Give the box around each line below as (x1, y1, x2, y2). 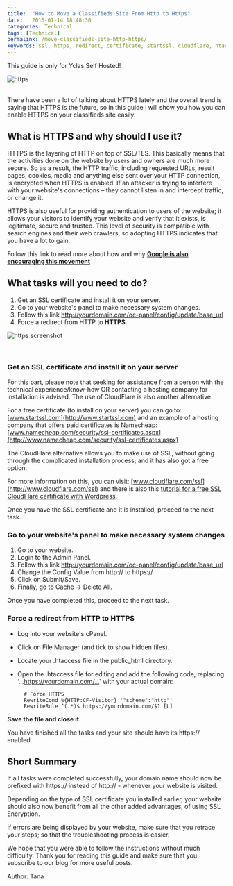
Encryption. (7, 810, 40, 818)
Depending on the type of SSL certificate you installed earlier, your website (7, 795, 222, 803)
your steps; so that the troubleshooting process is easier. (7, 830, 170, 839)
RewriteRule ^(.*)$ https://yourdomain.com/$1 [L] (24, 703, 173, 710)
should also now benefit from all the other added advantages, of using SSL (7, 803, 221, 811)
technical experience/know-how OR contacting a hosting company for (7, 385, 208, 393)
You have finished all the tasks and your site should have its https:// (7, 728, 200, 737)
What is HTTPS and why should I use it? (7, 131, 182, 142)
